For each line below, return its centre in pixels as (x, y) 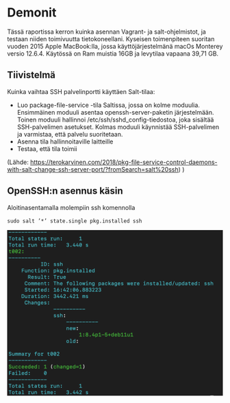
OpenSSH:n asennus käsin (65, 191)
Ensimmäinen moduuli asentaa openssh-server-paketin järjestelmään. (115, 112)
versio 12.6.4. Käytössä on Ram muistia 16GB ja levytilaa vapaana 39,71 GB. (113, 54)
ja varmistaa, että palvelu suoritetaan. (70, 134)
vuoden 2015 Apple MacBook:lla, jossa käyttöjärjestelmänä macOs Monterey (115, 46)
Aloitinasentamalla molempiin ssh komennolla (71, 207)
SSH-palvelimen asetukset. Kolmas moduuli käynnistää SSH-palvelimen (118, 127)
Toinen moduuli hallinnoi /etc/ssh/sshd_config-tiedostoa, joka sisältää (115, 119)
